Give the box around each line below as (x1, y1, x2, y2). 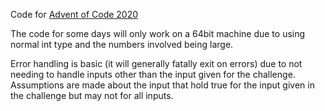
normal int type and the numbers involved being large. (10, 39, 234, 50)
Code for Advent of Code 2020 (10, 9, 139, 20)
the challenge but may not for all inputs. (10, 90, 174, 101)
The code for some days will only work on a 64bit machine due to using (10, 28, 306, 39)
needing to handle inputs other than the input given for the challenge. (10, 69, 296, 80)
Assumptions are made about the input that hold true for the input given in (10, 79, 315, 91)
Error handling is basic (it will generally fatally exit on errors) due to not (10, 58, 303, 69)
